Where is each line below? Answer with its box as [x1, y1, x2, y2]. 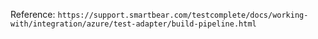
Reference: [10, 9, 56, 20]
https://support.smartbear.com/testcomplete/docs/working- [57, 10, 309, 20]
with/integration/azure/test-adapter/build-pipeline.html [10, 19, 257, 29]
